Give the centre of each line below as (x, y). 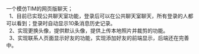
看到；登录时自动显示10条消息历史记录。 (66, 23)
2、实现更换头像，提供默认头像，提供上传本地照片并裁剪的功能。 (89, 31)
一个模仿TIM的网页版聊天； (40, 9)
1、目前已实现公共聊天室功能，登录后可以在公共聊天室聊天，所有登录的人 (98, 16)
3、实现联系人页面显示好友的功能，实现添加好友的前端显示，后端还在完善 (99, 38)
